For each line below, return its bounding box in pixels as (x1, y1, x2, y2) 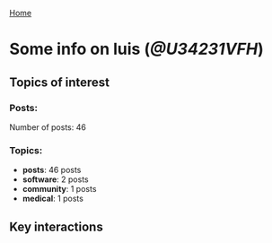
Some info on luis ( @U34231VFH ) (9, 39, 265, 59)
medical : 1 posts (22, 193, 83, 204)
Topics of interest (9, 74, 110, 90)
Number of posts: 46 (9, 121, 87, 133)
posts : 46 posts (22, 165, 82, 176)
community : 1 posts (22, 184, 97, 195)
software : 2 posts (22, 174, 89, 185)
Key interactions (9, 219, 103, 234)
